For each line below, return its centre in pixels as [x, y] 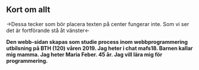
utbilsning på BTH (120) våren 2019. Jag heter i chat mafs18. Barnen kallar [99, 48]
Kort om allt [28, 10]
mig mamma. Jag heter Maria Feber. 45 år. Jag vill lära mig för [84, 54]
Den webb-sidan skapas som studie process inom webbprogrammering [97, 42]
